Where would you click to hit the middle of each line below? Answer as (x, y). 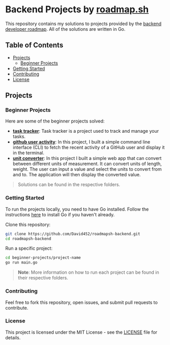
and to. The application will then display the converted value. (77, 175)
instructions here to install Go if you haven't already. (60, 214)
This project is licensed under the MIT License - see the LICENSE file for (81, 332)
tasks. (19, 136)
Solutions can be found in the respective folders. (69, 185)
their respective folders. (43, 278)
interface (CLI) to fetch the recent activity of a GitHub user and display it (89, 148)
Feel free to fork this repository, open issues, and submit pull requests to (82, 302)
